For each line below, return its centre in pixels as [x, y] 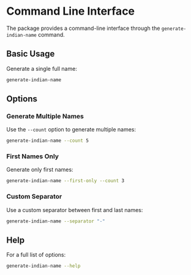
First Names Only [33, 156]
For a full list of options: [36, 255]
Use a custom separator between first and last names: [75, 210]
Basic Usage [31, 54]
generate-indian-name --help [43, 266]
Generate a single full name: [42, 68]
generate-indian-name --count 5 [47, 141]
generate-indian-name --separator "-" [56, 221]
